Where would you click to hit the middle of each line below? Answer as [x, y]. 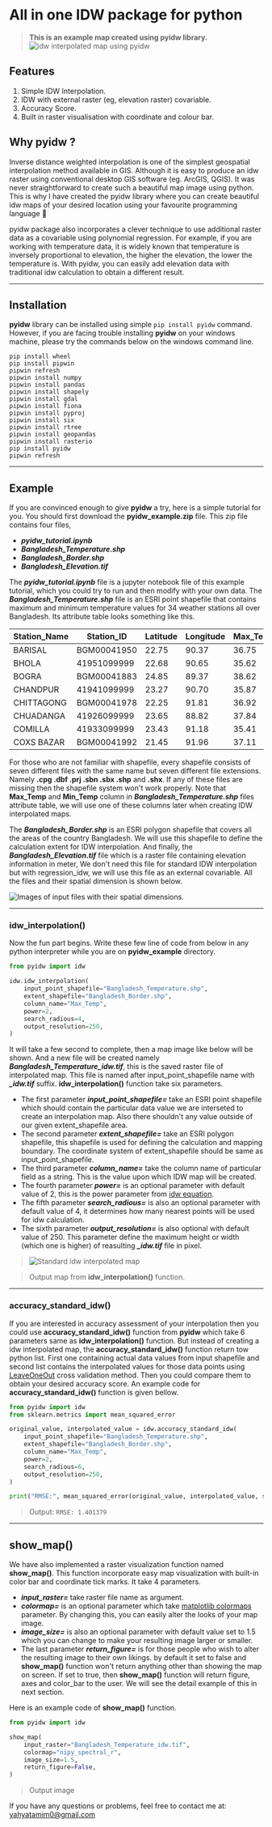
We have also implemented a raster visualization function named [117, 1565]
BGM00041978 [107, 703]
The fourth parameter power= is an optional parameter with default [133, 1186]
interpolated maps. [40, 814]
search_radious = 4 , [54, 1019]
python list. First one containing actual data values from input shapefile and [134, 1357]
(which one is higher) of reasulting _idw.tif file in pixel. [111, 1246]
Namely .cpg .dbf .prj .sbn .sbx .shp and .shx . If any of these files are [126, 780]
